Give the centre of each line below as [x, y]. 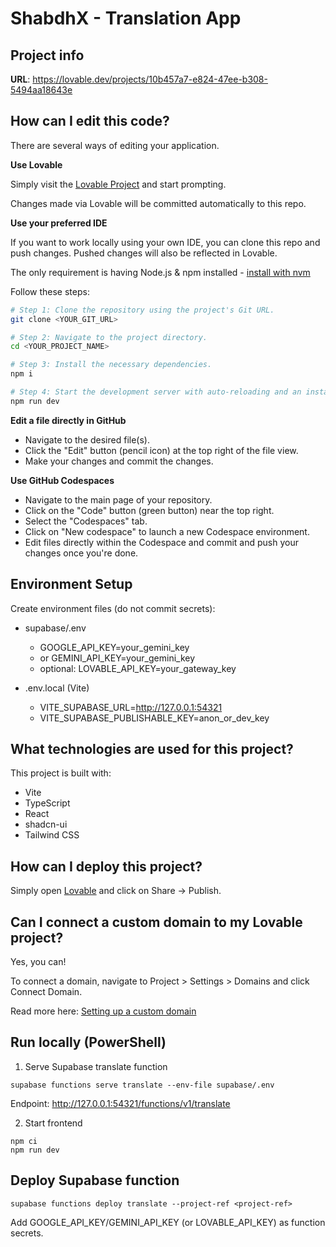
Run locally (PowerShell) [88, 1042]
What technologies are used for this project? [152, 749]
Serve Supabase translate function [96, 1066]
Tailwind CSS [52, 835]
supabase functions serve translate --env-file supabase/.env [142, 1085]
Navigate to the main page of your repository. [118, 499]
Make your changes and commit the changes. [119, 461]
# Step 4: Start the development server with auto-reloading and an [156, 392]
